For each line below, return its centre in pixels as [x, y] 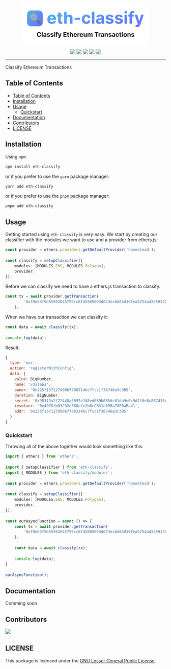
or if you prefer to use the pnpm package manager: [58, 196]
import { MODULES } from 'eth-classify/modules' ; [59, 472]
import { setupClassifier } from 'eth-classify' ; [59, 467]
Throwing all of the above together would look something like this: [75, 447]
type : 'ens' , [24, 363]
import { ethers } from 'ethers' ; [42, 456]
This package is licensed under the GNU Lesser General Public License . [81, 660]
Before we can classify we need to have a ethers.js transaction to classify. [83, 286]
